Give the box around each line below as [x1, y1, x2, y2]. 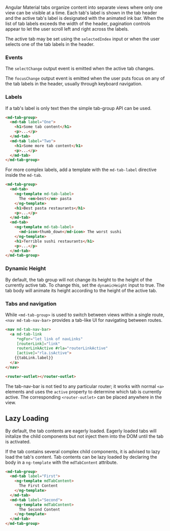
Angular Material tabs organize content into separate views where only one [5, 5, 163, 10]
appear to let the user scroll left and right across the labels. [5, 26, 129, 32]
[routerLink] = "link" [16, 341, 60, 346]
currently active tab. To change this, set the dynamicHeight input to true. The [5, 282, 165, 288]
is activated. [5, 438, 31, 444]
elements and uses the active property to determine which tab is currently [5, 388, 162, 395]
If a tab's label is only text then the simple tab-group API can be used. [5, 105, 152, 111]
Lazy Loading [5, 414, 49, 423]
